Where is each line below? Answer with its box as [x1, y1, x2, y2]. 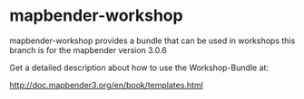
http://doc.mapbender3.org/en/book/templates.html [9, 79, 204, 90]
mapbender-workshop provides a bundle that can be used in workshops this [9, 35, 296, 46]
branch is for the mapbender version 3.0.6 [9, 44, 168, 55]
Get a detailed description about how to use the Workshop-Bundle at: [9, 62, 270, 73]
